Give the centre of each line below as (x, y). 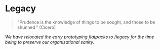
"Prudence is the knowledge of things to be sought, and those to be (86, 22)
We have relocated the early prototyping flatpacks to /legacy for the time (80, 37)
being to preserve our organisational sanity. (50, 42)
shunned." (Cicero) (36, 27)
